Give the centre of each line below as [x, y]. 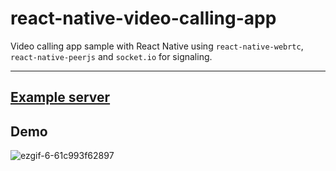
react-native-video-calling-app [143, 18]
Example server [60, 97]
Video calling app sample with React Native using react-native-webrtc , [157, 46]
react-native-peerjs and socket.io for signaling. [111, 56]
